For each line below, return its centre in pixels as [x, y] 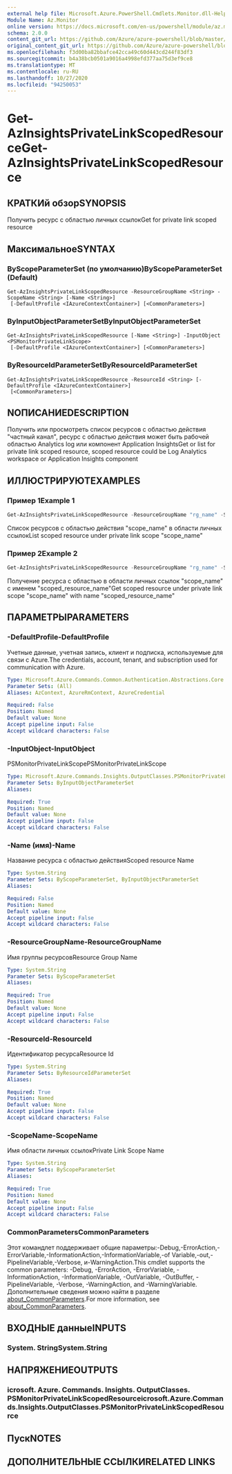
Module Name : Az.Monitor [43, 20]
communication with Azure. [46, 667]
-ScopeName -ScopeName [52, 1135]
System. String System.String [57, 1347]
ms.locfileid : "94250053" [44, 85]
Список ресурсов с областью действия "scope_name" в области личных [115, 528]
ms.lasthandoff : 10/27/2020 [48, 78]
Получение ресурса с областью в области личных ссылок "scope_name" [115, 581]
